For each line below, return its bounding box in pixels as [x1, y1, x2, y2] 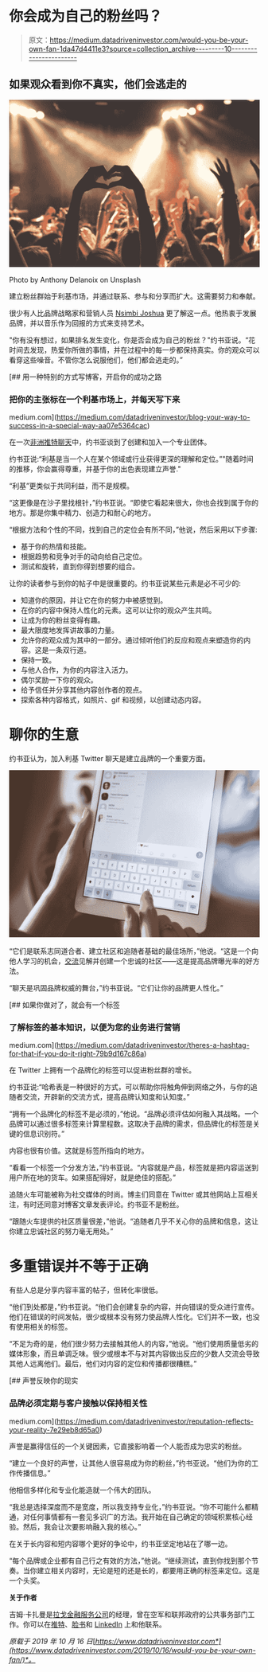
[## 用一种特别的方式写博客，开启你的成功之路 [9, 372, 162, 381]
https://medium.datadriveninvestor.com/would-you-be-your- [49, 35, 249, 45]
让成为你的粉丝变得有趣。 [20, 615, 105, 625]
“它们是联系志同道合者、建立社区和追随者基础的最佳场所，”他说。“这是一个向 [9, 946, 259, 955]
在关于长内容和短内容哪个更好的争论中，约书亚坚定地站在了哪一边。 [9, 1538, 232, 1549]
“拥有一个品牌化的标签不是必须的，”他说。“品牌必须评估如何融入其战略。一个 [9, 1109, 259, 1119]
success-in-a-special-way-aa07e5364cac [9, 421, 148, 431]
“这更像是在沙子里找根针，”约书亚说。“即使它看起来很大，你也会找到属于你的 [9, 498, 259, 508]
